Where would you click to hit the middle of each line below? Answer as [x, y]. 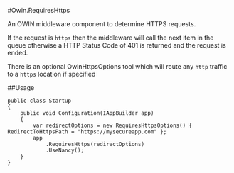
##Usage [21, 88]
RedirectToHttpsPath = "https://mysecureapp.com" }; [87, 132]
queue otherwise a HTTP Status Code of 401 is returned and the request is [117, 45]
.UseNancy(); [64, 150]
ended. [18, 53]
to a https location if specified [52, 74]
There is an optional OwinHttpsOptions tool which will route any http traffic [117, 66]
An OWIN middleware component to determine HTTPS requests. [102, 24]
